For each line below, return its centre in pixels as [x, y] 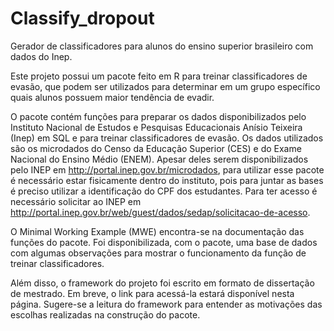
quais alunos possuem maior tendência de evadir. [112, 97]
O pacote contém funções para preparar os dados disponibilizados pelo [158, 116]
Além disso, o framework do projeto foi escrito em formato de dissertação [162, 283]
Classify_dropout [82, 18]
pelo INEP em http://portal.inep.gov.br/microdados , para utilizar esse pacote [167, 169]
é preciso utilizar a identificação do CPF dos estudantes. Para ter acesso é [164, 191]
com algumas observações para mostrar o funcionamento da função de [158, 253]
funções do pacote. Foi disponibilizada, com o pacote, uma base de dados [164, 242]
